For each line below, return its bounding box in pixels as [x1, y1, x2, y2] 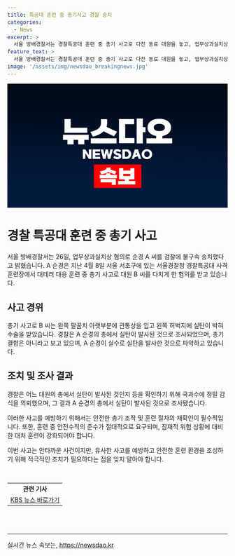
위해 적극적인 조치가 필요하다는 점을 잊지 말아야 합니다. [14, 454, 164, 463]
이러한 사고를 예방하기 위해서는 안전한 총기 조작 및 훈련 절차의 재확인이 [7, 414, 199, 422]
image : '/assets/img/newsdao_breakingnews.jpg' [7, 63, 149, 70]
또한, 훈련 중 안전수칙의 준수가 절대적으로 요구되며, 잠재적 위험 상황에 [22, 422, 211, 430]
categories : [7, 18, 42, 26]
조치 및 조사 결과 [7, 370, 73, 382]
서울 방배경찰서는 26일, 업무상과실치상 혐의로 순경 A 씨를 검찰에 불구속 [7, 252, 200, 261]
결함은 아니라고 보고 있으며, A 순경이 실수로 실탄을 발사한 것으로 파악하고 [7, 339, 206, 347]
